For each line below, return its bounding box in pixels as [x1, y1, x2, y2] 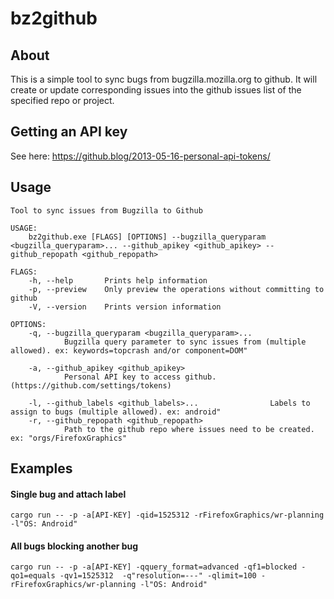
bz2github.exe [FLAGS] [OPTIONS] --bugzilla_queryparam [28, 232, 267, 242]
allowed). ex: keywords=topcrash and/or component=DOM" [10, 345, 248, 356]
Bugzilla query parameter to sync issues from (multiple [63, 337, 307, 347]
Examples [10, 460, 73, 477]
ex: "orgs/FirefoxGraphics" [10, 433, 128, 443]
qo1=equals [10, 571, 56, 581]
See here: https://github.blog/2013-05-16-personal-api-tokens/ [10, 150, 271, 162]
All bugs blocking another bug [10, 540, 139, 552]
